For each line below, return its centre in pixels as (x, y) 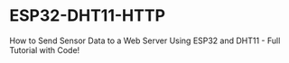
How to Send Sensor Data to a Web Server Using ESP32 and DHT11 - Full (145, 40)
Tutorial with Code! (45, 49)
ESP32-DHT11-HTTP (87, 16)
